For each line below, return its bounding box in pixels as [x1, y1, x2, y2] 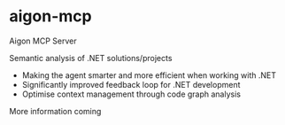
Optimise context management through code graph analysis [21, 89, 242, 99]
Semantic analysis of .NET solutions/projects [9, 52, 173, 63]
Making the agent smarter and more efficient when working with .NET [21, 69, 277, 81]
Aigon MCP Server [9, 35, 77, 46]
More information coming [9, 105, 102, 116]
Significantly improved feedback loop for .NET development [21, 79, 241, 90]
